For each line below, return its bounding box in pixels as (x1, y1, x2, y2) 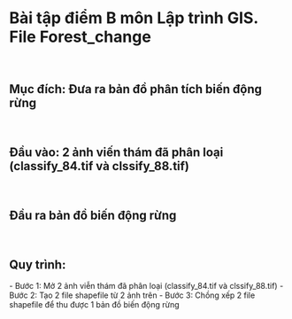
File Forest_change (9, 27, 152, 47)
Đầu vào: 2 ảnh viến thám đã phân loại (9, 145, 224, 160)
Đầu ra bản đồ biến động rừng (9, 207, 177, 222)
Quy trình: (9, 257, 66, 272)
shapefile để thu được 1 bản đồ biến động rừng (9, 300, 180, 310)
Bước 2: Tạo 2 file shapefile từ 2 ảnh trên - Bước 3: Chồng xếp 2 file (9, 290, 256, 300)
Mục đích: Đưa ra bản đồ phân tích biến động (9, 82, 263, 97)
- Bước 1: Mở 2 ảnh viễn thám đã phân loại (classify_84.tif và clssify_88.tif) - (9, 281, 284, 292)
